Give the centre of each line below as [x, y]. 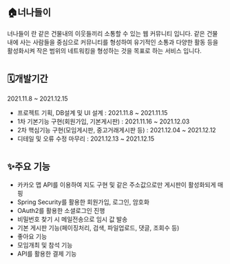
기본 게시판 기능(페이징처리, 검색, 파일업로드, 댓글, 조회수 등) [98, 227]
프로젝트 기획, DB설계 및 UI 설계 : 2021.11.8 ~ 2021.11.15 [92, 113]
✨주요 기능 [29, 167]
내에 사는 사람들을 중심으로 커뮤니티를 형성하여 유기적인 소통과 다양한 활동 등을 [113, 42]
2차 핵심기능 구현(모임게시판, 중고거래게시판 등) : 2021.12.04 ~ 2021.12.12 [116, 130]
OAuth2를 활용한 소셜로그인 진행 [61, 210]
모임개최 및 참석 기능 [45, 245]
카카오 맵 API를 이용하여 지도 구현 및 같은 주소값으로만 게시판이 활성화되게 [116, 185]
